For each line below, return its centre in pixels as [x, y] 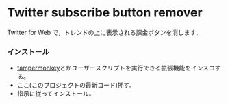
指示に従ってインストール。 [56, 94]
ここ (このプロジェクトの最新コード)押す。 [76, 85]
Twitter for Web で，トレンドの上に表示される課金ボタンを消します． [104, 32]
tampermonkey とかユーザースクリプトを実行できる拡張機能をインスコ [116, 68]
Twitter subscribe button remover [105, 13]
